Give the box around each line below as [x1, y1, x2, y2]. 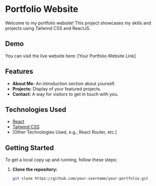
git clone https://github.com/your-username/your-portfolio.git [12, 176, 149, 181]
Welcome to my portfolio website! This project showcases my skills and [5, 20, 152, 26]
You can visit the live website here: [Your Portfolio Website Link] [5, 53, 136, 59]
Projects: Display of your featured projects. [12, 86, 101, 92]
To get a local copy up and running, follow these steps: [5, 157, 118, 163]
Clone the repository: [12, 167, 58, 173]
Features [5, 67, 33, 76]
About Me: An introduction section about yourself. [12, 81, 116, 87]
